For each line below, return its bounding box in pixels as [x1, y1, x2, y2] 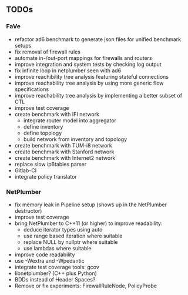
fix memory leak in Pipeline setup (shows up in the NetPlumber [14, 201, 167, 208]
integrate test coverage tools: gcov [14, 263, 100, 270]
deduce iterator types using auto [23, 226, 103, 233]
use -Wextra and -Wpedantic [14, 257, 85, 264]
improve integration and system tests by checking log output [14, 61, 162, 68]
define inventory [23, 123, 63, 130]
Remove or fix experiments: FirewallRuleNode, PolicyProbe [14, 282, 157, 289]
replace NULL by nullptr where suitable [23, 238, 118, 246]
